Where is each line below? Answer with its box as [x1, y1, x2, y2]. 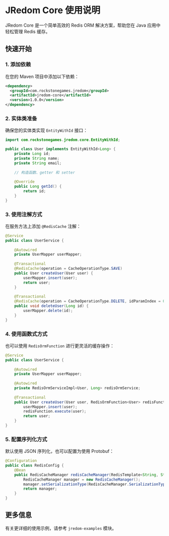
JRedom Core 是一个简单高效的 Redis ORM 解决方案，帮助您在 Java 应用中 [5, 22, 161, 28]
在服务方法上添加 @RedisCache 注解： [5, 223, 81, 229]
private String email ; [14, 161, 62, 166]
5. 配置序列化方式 [5, 436, 48, 443]
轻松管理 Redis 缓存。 [5, 28, 50, 34]
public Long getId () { [14, 184, 62, 189]
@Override [14, 179, 35, 184]
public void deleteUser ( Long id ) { [14, 303, 89, 309]
